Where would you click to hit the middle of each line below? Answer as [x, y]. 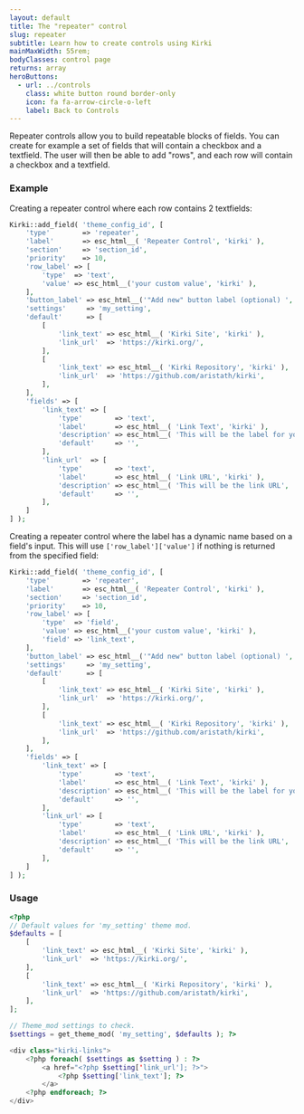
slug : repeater [38, 34]
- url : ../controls [54, 85]
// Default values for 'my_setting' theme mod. [101, 925]
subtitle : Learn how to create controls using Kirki [111, 43]
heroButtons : [34, 77]
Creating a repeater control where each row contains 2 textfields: [131, 208]
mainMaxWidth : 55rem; [50, 52]
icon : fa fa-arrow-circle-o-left [89, 102]
